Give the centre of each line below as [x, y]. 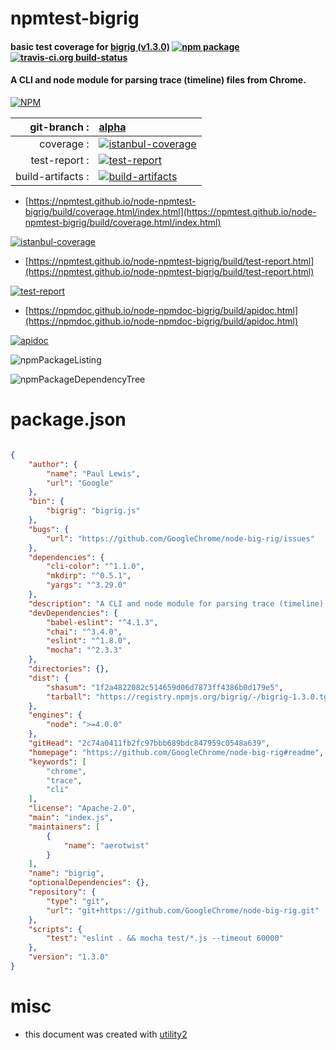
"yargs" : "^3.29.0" [87, 585]
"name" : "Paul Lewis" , [93, 473]
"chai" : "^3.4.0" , [84, 632]
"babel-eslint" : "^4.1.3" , [102, 622]
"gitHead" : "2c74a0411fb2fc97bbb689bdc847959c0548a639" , [149, 743]
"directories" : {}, [69, 669]
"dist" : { [49, 678]
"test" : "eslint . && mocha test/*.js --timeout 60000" [165, 938]
